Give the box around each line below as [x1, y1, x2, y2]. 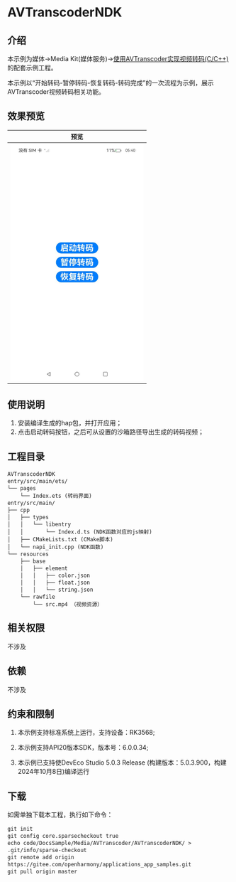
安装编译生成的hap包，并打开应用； [17, 419, 123, 427]
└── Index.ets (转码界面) [20, 492, 92, 500]
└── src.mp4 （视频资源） [33, 601, 103, 608]
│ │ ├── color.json [20, 572, 91, 580]
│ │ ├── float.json [20, 579, 91, 587]
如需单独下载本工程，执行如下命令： [7, 810, 113, 819]
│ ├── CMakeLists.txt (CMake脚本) [7, 536, 113, 543]
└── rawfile [20, 593, 55, 601]
